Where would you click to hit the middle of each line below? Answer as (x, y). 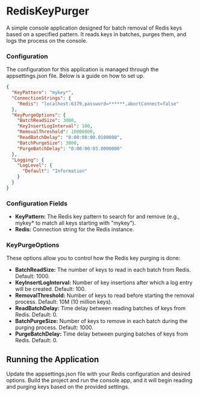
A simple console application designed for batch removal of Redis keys (94, 28)
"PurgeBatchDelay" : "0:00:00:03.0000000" (70, 148)
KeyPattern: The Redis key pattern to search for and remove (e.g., (97, 217)
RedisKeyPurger (48, 11)
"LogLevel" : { (35, 165)
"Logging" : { (28, 160)
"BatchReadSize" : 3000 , (47, 121)
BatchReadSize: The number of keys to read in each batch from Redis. (103, 270)
